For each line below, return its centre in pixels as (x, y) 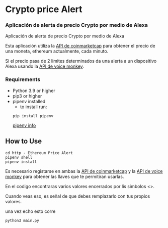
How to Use (24, 141)
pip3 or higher (27, 96)
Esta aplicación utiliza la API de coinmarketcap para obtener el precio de (80, 46)
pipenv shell (19, 157)
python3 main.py (22, 220)
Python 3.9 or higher (34, 90)
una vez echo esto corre (30, 211)
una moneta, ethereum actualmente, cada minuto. (57, 51)
